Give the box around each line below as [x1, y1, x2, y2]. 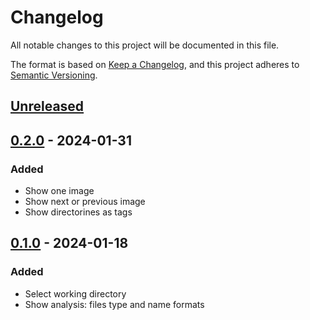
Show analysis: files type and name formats [24, 298, 205, 310]
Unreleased [10, 98, 85, 115]
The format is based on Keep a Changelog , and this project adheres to [10, 58, 300, 70]
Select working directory [24, 287, 127, 300]
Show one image [24, 185, 95, 197]
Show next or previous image [24, 196, 146, 208]
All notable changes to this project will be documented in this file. [10, 39, 280, 51]
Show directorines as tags [24, 206, 133, 218]
